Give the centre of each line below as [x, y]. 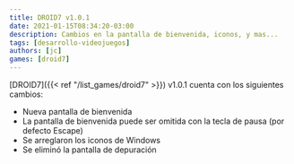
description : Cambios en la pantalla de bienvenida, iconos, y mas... [144, 34]
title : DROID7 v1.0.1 [50, 17]
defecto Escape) [52, 130]
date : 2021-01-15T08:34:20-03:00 [72, 26]
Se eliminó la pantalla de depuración [89, 150]
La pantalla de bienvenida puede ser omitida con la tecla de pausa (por [153, 121]
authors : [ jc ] [36, 51]
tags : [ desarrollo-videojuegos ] [69, 43]
